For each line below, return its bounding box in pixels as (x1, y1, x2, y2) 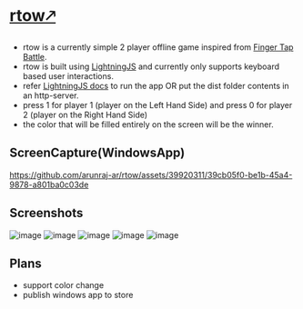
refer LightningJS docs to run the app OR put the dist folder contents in (22, 80, 289, 91)
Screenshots (9, 205, 84, 221)
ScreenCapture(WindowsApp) (9, 145, 186, 161)
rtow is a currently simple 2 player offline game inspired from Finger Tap (22, 41, 294, 53)
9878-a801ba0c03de (9, 179, 89, 190)
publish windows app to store (22, 290, 134, 301)
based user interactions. (22, 70, 114, 81)
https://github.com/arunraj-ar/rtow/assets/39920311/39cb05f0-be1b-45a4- (9, 169, 293, 180)
